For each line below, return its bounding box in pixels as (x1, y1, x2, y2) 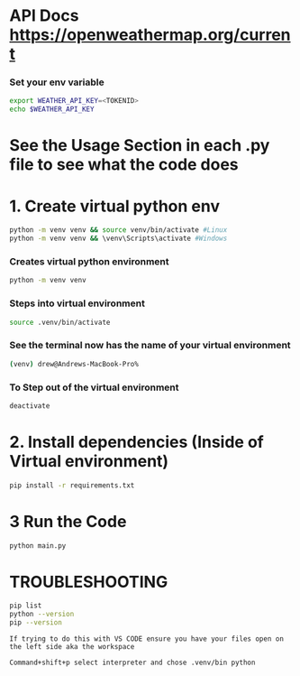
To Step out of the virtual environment (9, 381, 179, 394)
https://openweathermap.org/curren (9, 24, 291, 45)
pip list (9, 601, 42, 610)
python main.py (9, 541, 67, 551)
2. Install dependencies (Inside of (9, 431, 264, 452)
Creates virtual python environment (9, 255, 169, 268)
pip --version (9, 618, 63, 627)
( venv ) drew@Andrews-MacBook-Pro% (9, 359, 140, 368)
